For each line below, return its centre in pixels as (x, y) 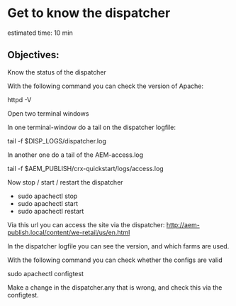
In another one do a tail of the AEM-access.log (75, 155)
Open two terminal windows (48, 113)
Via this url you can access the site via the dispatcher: (86, 224)
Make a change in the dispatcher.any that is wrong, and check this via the (115, 287)
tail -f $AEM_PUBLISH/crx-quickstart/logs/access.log (86, 168)
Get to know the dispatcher (89, 13)
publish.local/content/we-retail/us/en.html (69, 232)
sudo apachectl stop (47, 196)
